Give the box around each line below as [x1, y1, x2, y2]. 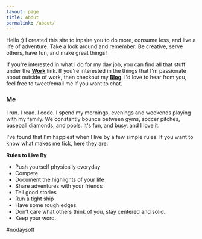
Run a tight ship [14, 195, 54, 202]
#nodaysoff [6, 226, 35, 233]
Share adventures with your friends [14, 182, 103, 190]
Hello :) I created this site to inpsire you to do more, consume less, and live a [6, 37, 196, 44]
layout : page [6, 8, 39, 15]
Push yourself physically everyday [14, 163, 101, 170]
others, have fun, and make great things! [6, 49, 107, 57]
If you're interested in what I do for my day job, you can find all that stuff [6, 61, 186, 68]
